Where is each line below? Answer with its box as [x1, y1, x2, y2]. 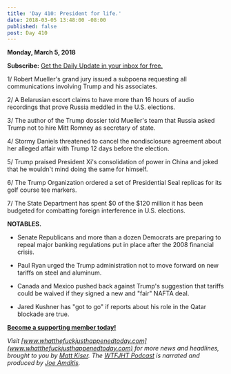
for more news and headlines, [134, 344, 219, 353]
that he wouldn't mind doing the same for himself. [7, 165, 148, 173]
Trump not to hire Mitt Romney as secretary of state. [7, 124, 156, 132]
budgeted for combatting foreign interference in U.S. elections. [7, 206, 186, 215]
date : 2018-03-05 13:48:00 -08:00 [7, 17, 107, 23]
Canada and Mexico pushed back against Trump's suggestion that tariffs [17, 282, 224, 291]
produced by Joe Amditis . [7, 359, 81, 367]
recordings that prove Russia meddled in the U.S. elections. [7, 103, 176, 111]
